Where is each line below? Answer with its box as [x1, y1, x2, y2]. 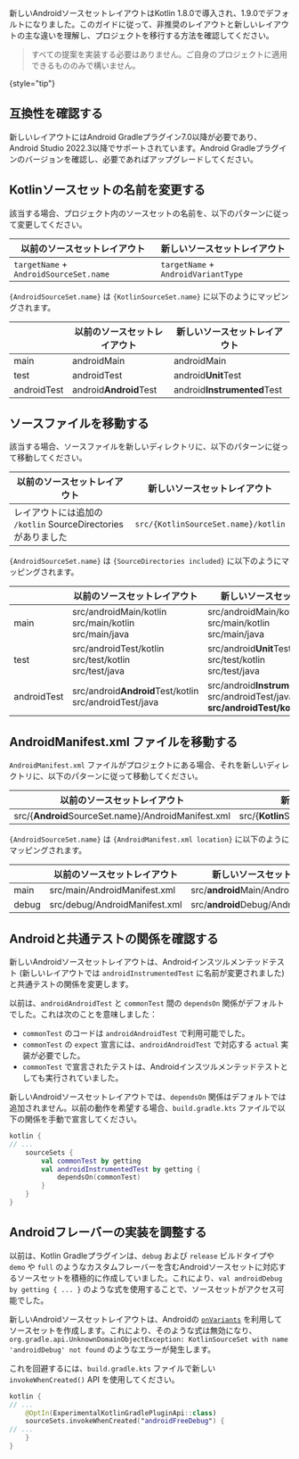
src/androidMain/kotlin [72, 606, 167, 618]
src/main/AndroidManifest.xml [49, 884, 176, 897]
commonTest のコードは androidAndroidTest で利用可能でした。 [21, 1028, 251, 1039]
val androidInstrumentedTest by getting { [41, 1165, 201, 1173]
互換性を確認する [9, 106, 103, 121]
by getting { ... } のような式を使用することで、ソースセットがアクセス [9, 1283, 278, 1294]
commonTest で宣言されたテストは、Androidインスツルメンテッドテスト [21, 1061, 280, 1073]
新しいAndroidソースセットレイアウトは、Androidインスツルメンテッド [9, 957, 270, 967]
